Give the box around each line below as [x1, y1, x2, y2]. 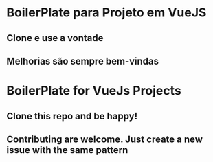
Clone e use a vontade [6, 32, 104, 44]
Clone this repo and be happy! [6, 110, 138, 121]
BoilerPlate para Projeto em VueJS [6, 5, 207, 21]
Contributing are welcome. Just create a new [6, 133, 203, 145]
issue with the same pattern [6, 144, 128, 156]
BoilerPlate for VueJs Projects [6, 83, 181, 99]
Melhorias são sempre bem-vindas [6, 55, 159, 67]
